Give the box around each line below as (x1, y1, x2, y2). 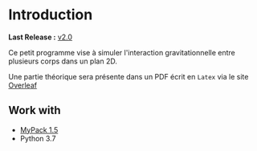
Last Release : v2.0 (8, 32, 73, 42)
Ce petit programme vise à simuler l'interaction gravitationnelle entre (8, 47, 235, 57)
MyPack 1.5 (19, 124, 59, 134)
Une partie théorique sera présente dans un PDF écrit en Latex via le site (8, 71, 249, 81)
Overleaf (8, 80, 38, 90)
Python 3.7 (19, 133, 56, 143)
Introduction (8, 6, 93, 24)
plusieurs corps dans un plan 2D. (8, 56, 118, 66)
